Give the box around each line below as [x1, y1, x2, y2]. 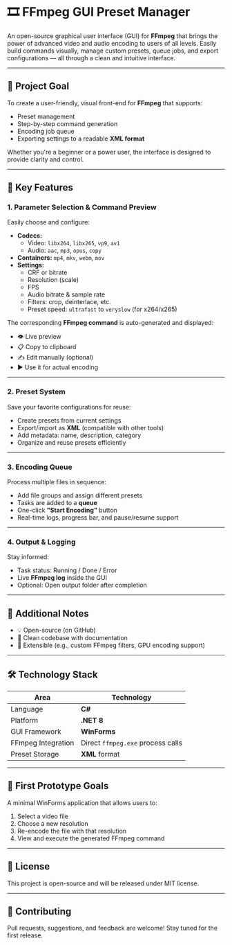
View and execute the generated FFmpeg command [17, 834, 165, 842]
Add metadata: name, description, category [17, 431, 142, 439]
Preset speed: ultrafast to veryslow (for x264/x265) [27, 305, 177, 314]
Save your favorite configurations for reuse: [7, 403, 131, 411]
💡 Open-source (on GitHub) [17, 626, 97, 635]
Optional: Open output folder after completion [17, 581, 147, 590]
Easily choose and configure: [7, 218, 90, 227]
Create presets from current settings [17, 416, 122, 425]
